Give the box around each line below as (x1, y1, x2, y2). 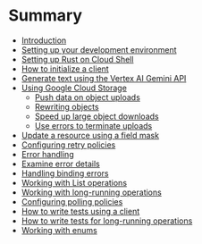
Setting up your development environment (21, 44, 177, 55)
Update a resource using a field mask (21, 130, 160, 140)
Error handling (21, 148, 74, 159)
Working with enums (21, 224, 97, 235)
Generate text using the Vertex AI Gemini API (21, 72, 187, 83)
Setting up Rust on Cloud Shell (21, 54, 134, 64)
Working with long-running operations (21, 187, 162, 198)
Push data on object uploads (34, 91, 140, 103)
